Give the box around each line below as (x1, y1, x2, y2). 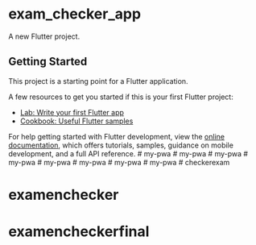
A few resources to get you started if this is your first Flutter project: (8, 92, 233, 102)
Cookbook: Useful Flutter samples (19, 116, 134, 126)
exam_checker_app (8, 5, 142, 23)
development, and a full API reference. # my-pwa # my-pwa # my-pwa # (8, 148, 248, 158)
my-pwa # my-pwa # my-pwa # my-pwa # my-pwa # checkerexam (8, 157, 230, 167)
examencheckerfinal (8, 222, 150, 241)
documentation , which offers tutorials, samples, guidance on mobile (8, 140, 233, 150)
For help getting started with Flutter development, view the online (8, 131, 225, 141)
